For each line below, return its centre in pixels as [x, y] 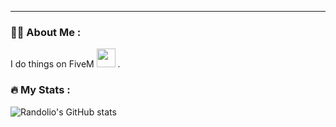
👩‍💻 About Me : [46, 32]
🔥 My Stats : [40, 90]
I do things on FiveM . [65, 64]
